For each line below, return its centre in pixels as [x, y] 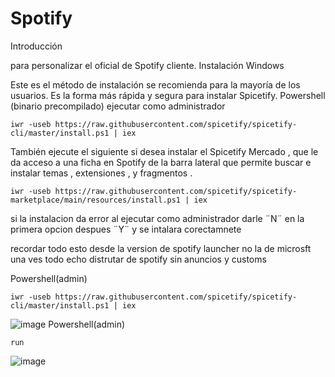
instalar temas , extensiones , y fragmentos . [101, 173]
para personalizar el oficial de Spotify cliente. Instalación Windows [147, 65]
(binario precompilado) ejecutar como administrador [118, 106]
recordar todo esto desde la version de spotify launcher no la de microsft [161, 248]
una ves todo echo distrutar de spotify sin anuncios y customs [138, 259]
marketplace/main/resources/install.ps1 [96, 200]
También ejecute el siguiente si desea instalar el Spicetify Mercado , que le [164, 151]
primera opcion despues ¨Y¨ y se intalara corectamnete [126, 229]
